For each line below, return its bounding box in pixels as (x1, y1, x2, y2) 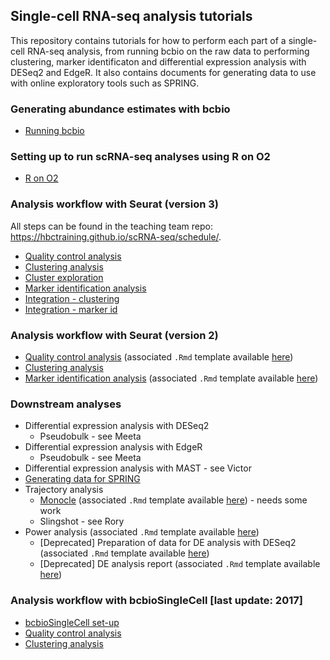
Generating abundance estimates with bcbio (10, 102, 231, 116)
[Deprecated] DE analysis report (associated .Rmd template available (39, 558, 321, 570)
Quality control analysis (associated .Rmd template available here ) (24, 351, 294, 363)
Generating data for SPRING (24, 473, 141, 485)
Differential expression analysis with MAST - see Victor (24, 462, 252, 474)
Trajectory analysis (24, 484, 104, 496)
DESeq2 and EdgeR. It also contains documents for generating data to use (10, 66, 317, 78)
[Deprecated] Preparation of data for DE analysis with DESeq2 (39, 537, 297, 549)
